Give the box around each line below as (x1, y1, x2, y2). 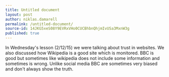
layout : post (5, 12, 33, 17)
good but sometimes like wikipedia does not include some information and (5, 55, 160, 61)
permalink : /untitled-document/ (5, 21, 73, 27)
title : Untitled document (5, 7, 60, 13)
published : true (5, 31, 39, 36)
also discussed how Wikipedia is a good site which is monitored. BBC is (5, 50, 154, 56)
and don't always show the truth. (5, 66, 74, 72)
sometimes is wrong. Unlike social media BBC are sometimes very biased (5, 61, 158, 66)
